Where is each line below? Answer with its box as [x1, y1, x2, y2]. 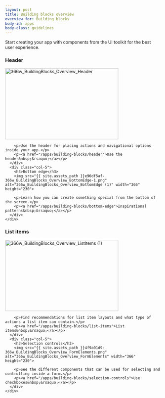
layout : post [5, 7, 32, 12]
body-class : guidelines [5, 26, 54, 31]
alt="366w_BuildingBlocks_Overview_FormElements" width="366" [5, 354, 136, 359]
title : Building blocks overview [5, 12, 74, 17]
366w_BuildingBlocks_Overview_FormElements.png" [5, 350, 107, 354]
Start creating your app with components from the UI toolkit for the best [5, 39, 151, 45]
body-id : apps [5, 21, 35, 26]
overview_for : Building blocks [5, 16, 70, 21]
